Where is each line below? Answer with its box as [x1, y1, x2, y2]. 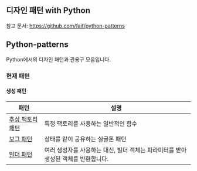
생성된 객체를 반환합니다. [44, 155, 109, 163]
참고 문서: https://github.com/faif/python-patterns [6, 22, 125, 29]
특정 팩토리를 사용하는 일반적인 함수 [44, 119, 138, 128]
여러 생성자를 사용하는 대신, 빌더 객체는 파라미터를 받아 [44, 146, 187, 154]
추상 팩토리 [9, 115, 38, 123]
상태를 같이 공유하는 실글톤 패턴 [44, 135, 127, 143]
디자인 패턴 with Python [6, 5, 91, 16]
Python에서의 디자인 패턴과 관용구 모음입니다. [6, 56, 111, 63]
